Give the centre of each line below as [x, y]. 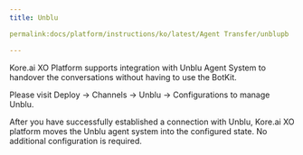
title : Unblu [34, 18]
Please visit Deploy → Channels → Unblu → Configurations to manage [140, 95]
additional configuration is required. [76, 141]
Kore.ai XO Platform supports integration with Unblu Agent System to [138, 68]
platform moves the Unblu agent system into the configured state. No [138, 131]
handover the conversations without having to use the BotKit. [123, 77]
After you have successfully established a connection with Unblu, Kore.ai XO [152, 122]
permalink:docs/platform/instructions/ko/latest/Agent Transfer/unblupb [149, 34]
